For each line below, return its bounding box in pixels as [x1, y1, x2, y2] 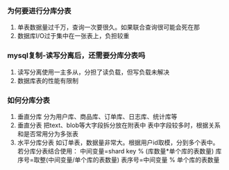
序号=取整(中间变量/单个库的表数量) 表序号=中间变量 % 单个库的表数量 [17, 155, 220, 164]
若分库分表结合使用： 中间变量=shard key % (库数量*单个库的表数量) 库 [17, 147, 222, 155]
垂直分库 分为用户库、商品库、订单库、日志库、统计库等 [17, 112, 178, 120]
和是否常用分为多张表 [17, 129, 78, 138]
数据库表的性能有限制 [17, 76, 78, 84]
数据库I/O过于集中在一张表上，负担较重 [17, 32, 130, 40]
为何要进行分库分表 [7, 6, 71, 15]
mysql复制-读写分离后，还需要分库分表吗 [7, 50, 146, 60]
